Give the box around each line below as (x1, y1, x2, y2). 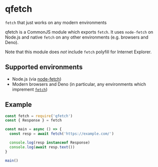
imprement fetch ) (12, 86, 48, 92)
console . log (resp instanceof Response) (9, 140, 90, 145)
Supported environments (5, 63, 83, 71)
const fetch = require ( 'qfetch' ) (5, 113, 73, 118)
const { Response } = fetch (5, 118, 62, 123)
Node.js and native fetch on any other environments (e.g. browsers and (5, 34, 148, 40)
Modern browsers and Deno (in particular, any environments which (12, 81, 146, 87)
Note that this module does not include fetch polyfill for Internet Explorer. (5, 49, 152, 55)
